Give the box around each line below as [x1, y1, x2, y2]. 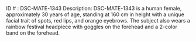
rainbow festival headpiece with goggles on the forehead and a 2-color [6, 23, 177, 30]
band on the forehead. [6, 29, 60, 36]
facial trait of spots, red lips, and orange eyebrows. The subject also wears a [6, 17, 190, 24]
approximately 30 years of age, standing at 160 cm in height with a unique [6, 11, 184, 18]
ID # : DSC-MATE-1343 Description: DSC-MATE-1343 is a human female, [6, 5, 182, 12]
